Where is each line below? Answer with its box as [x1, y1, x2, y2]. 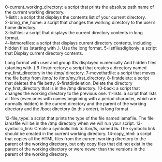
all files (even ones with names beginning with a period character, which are [5, 96, 157, 101]
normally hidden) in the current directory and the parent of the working [5, 101, 147, 106]
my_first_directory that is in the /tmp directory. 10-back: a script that [5, 86, 140, 91]
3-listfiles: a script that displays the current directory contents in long [5, 30, 143, 35]
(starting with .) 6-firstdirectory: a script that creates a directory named [5, 65, 147, 71]
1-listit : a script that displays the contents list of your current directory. [5, 15, 146, 20]
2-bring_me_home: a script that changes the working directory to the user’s [5, 19, 156, 25]
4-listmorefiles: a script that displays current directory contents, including [5, 40, 152, 45]
